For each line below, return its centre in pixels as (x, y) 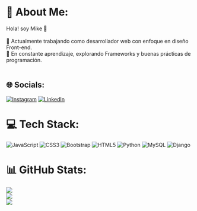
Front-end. (19, 47)
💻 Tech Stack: (43, 124)
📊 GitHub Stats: (47, 170)
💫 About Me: (37, 12)
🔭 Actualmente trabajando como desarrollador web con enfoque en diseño (97, 41)
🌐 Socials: (26, 85)
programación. (24, 60)
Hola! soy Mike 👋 (27, 28)
